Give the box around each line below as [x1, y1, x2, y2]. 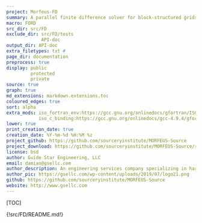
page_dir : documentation [6, 54, 69, 60]
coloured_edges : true [6, 98, 61, 104]
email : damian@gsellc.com [6, 160, 71, 166]
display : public [6, 64, 47, 71]
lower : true [6, 121, 36, 127]
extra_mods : [6, 110, 36, 116]
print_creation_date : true [6, 127, 74, 133]
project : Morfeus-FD [6, 8, 58, 15]
